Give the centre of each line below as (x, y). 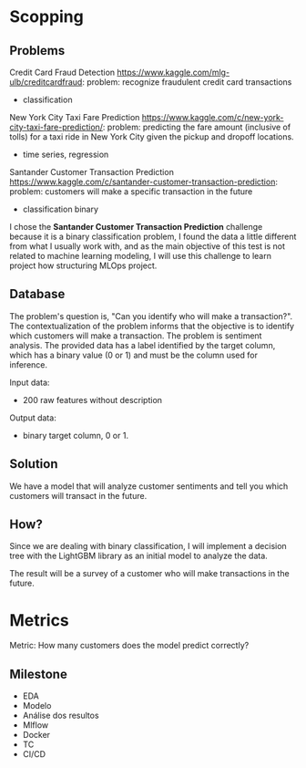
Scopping (46, 17)
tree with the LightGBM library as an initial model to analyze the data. (139, 556)
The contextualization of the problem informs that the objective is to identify (152, 326)
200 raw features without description (92, 400)
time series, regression (66, 154)
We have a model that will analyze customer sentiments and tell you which (149, 486)
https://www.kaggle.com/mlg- (173, 72)
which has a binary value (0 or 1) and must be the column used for (133, 355)
